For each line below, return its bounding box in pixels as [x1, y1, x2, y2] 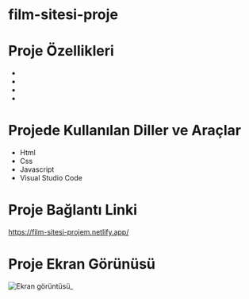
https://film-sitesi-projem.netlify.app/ [8, 227, 129, 236]
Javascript [19, 165, 55, 174]
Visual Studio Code [19, 173, 83, 183]
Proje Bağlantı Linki [8, 201, 137, 219]
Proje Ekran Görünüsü [8, 255, 156, 274]
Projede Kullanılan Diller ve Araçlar [8, 122, 242, 140]
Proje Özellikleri [8, 42, 115, 60]
